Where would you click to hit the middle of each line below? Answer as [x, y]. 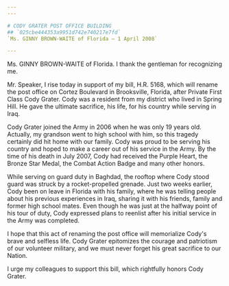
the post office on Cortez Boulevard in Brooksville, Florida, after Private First [114, 92]
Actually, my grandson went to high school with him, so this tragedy [103, 134]
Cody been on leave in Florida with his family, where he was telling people [112, 191]
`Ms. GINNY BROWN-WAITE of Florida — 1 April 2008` [82, 38]
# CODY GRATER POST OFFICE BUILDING [59, 26]
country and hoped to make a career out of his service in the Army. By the [112, 149]
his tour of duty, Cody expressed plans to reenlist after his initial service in [112, 213]
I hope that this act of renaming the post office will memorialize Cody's [107, 234]
